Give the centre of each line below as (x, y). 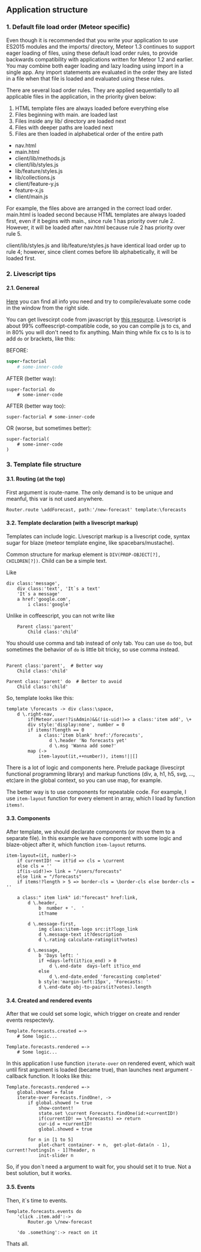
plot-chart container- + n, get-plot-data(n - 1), (104, 1145)
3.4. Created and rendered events (49, 1000)
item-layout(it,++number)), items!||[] (88, 756)
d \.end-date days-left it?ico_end (95, 966)
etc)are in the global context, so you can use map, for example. (84, 780)
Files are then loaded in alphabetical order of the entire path (89, 133)
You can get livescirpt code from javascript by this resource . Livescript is (96, 319)
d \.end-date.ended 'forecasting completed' (106, 977)
